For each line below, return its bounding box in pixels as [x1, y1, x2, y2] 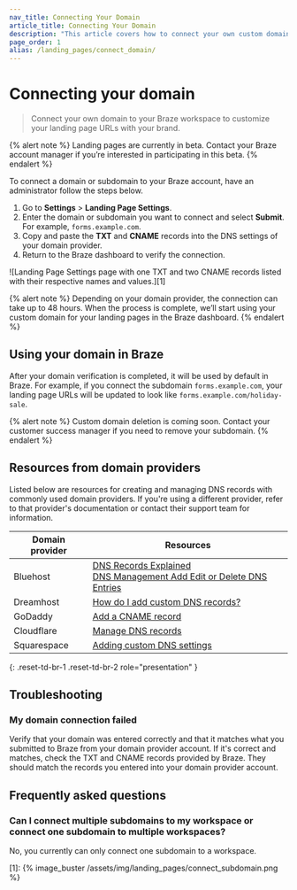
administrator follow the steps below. [9, 185, 143, 196]
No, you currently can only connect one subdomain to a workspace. [9, 846, 257, 856]
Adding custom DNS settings [92, 638, 212, 651]
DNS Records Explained [92, 559, 192, 571]
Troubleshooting [9, 687, 103, 702]
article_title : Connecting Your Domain [9, 21, 156, 30]
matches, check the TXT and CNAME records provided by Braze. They [9, 753, 267, 763]
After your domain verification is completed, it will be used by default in [9, 370, 269, 381]
